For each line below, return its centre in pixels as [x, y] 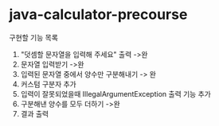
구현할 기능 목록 [34, 37]
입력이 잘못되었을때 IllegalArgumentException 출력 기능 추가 [116, 94]
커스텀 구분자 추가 [48, 84]
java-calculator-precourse [98, 15]
